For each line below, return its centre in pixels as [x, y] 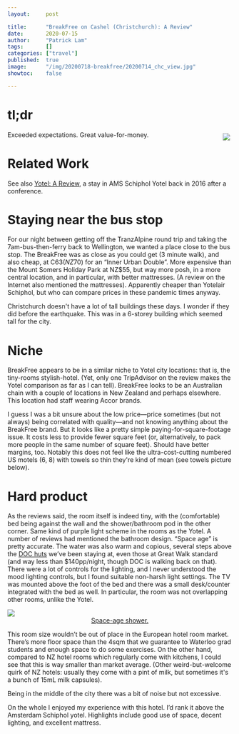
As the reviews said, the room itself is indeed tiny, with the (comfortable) [114, 516]
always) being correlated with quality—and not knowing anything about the [118, 422]
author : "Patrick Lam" [47, 40]
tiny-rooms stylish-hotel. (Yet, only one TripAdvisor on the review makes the [119, 378]
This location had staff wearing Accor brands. [75, 401]
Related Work [48, 163]
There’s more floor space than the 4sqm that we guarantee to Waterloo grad [119, 642]
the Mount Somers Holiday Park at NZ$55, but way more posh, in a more [114, 270]
